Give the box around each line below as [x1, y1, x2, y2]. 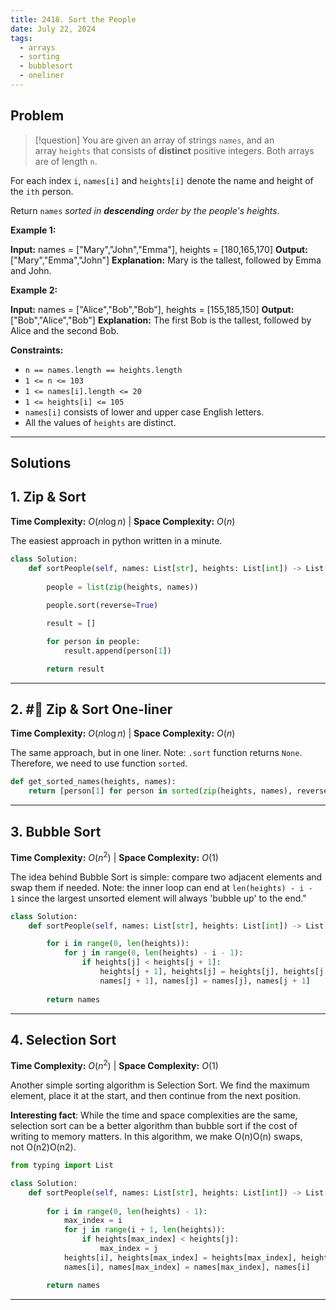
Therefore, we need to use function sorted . [10, 757, 188, 770]
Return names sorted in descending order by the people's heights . [10, 204, 280, 216]
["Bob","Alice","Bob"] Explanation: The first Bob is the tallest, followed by [10, 314, 312, 326]
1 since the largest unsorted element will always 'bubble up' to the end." [10, 892, 307, 904]
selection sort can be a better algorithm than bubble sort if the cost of [10, 1120, 298, 1132]
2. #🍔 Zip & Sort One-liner [10, 701, 173, 718]
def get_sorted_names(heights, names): [10, 777, 177, 787]
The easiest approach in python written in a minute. [10, 534, 223, 546]
